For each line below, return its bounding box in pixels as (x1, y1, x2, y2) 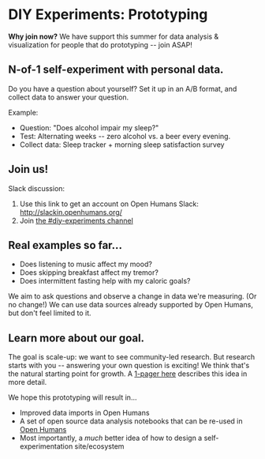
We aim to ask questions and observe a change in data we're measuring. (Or (8, 292, 257, 301)
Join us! (8, 163, 49, 176)
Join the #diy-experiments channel (19, 216, 134, 225)
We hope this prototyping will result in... (8, 393, 137, 402)
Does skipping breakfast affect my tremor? (19, 268, 159, 277)
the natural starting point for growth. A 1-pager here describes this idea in (8, 369, 248, 378)
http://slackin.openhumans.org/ (19, 207, 122, 216)
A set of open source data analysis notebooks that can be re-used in (19, 416, 243, 426)
